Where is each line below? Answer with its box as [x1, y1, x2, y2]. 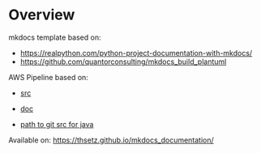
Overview [8, 6, 75, 24]
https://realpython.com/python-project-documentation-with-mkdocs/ [19, 48, 253, 57]
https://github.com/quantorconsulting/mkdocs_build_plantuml [19, 57, 227, 66]
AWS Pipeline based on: [8, 72, 89, 82]
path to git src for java [19, 119, 94, 129]
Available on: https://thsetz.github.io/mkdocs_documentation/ [8, 135, 215, 145]
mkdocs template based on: [8, 32, 101, 42]
